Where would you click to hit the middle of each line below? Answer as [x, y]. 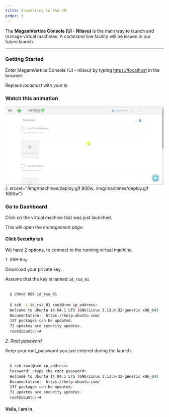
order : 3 [14, 16]
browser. [14, 75]
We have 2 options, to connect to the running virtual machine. [69, 250]
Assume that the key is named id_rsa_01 [47, 279]
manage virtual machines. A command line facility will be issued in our [78, 36]
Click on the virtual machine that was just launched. [59, 217]
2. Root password [23, 341]
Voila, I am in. [20, 409]
